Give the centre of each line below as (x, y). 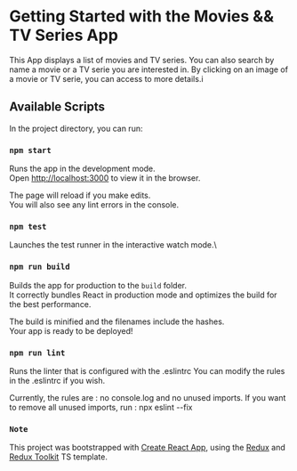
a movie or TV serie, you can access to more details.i (106, 78)
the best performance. (50, 304)
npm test (28, 226)
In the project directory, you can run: (76, 128)
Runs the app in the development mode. (82, 169)
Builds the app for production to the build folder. (98, 285)
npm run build (40, 267)
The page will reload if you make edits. (80, 195)
